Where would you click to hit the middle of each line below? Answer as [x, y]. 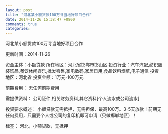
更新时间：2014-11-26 [28, 54]
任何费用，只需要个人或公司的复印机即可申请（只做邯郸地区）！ [71, 115]
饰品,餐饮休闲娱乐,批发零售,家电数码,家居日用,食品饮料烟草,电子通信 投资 [84, 71]
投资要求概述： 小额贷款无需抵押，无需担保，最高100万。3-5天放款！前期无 [83, 109]
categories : [18, 29]
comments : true [21, 24]
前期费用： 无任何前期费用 [32, 88]
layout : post [19, 10]
